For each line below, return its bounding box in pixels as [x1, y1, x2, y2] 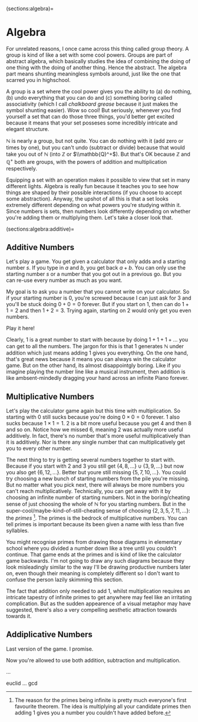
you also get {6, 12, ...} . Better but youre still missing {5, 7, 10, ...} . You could [6, 469, 186, 476]
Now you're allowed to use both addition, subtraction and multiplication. [6, 657, 181, 664]
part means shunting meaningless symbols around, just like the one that [6, 70, 181, 77]
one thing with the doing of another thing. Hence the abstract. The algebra [6, 64, 187, 71]
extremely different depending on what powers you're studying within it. [6, 201, 181, 208]
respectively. [6, 165, 37, 172]
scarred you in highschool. [6, 76, 71, 83]
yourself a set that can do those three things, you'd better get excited [6, 113, 175, 120]
